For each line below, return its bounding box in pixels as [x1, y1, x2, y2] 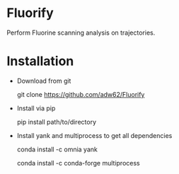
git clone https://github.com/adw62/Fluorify [16, 90, 145, 98]
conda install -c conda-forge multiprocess [16, 158, 140, 167]
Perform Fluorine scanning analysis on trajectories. [6, 28, 156, 37]
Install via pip [16, 104, 56, 112]
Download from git [16, 76, 71, 85]
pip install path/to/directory [16, 117, 97, 126]
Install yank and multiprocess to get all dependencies [16, 131, 173, 139]
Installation [6, 53, 74, 69]
